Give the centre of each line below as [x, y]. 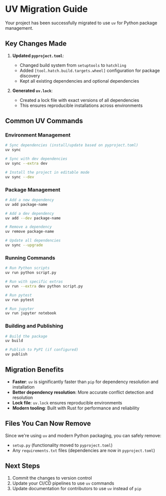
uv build [14, 341]
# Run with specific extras [34, 282]
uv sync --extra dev [27, 164]
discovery [30, 76]
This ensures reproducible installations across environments [81, 105]
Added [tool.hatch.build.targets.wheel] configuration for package [90, 70]
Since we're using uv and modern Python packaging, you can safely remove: [83, 435]
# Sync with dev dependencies [36, 159]
